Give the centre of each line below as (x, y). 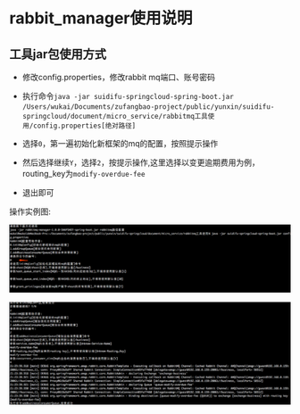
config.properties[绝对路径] (84, 126)
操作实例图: (30, 211)
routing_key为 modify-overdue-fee (83, 174)
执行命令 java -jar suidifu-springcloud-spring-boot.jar (128, 96)
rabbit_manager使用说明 (101, 18)
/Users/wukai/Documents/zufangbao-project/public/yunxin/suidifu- (148, 107)
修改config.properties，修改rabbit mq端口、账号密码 (119, 77)
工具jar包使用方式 (58, 54)
